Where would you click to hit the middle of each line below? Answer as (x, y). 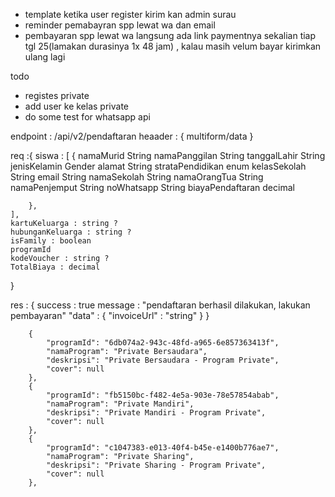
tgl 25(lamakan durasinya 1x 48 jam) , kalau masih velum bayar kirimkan (173, 46)
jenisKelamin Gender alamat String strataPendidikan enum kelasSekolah (158, 166)
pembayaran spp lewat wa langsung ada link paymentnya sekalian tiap (170, 35)
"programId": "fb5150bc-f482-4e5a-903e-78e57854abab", (163, 395)
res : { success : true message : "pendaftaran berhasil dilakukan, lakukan (160, 305)
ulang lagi (45, 57)
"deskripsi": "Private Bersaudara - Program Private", (163, 360)
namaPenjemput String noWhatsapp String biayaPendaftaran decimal (152, 187)
